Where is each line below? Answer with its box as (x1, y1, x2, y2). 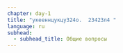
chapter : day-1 (7, 10, 51, 17)
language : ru (7, 23, 45, 30)
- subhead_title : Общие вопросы (13, 36, 108, 43)
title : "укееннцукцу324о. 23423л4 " (7, 17, 117, 23)
